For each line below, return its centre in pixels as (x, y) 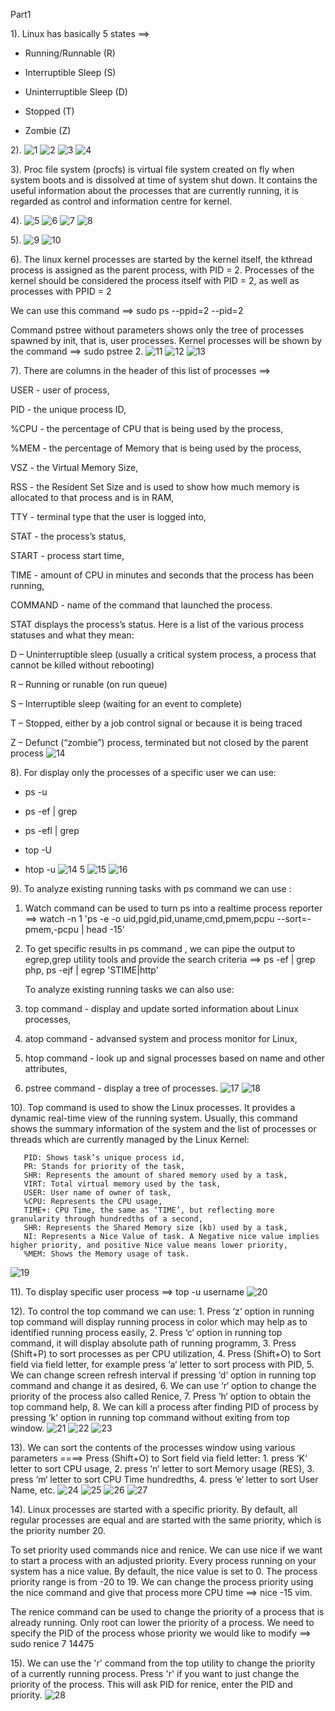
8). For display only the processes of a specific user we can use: (143, 772)
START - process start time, (67, 555)
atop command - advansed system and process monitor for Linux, (161, 1038)
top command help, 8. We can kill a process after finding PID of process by (164, 1407)
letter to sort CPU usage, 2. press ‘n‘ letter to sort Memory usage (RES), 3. (162, 1468)
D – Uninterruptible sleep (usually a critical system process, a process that (163, 654)
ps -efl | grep (52, 830)
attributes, (46, 1068)
